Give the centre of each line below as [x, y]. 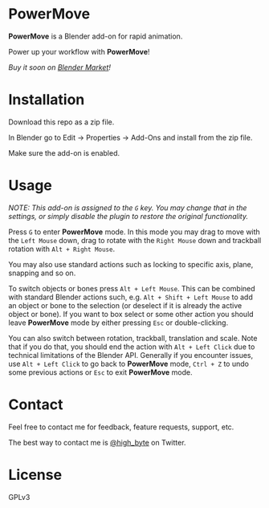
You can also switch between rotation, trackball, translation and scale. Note [133, 338]
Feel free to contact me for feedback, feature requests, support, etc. [121, 427]
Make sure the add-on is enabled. [64, 152]
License [35, 475]
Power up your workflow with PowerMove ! [79, 51]
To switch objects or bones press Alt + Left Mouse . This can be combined [132, 288]
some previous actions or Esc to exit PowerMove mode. [100, 372]
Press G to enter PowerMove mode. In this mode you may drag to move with [134, 232]
